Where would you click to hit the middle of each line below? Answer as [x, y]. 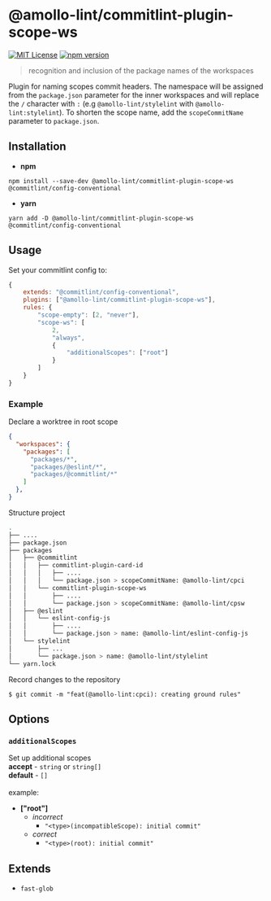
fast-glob [37, 889]
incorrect [47, 817]
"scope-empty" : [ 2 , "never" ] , [88, 315]
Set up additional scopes [50, 758]
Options [29, 719]
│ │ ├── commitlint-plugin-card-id [76, 566]
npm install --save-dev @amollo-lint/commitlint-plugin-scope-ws [121, 181]
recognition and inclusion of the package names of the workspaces [141, 70]
